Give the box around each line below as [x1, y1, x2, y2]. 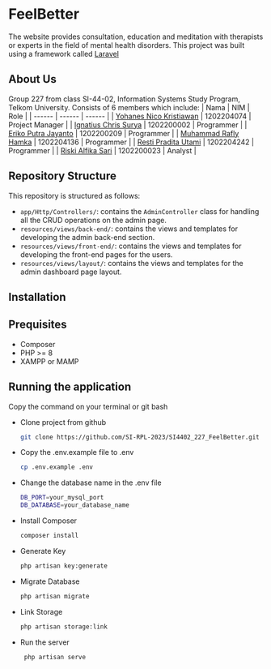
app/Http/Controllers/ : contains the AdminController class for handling [19, 206, 260, 216]
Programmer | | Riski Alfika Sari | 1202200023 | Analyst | [8, 145, 197, 155]
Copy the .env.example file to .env [19, 448, 134, 457]
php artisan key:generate [19, 561, 108, 570]
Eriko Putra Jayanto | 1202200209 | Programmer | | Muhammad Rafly [8, 128, 239, 138]
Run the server [19, 637, 70, 647]
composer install [19, 532, 79, 540]
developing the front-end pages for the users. [19, 249, 173, 259]
